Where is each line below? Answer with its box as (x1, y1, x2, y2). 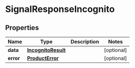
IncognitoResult (27, 46, 66, 53)
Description (70, 38, 99, 45)
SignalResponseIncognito (5, 3, 115, 15)
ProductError (27, 55, 59, 61)
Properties (5, 23, 39, 32)
